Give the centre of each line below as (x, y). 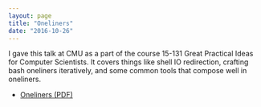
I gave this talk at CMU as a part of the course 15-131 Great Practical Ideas (131, 54)
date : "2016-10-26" (41, 31)
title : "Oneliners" (41, 23)
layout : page (30, 16)
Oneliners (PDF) (47, 95)
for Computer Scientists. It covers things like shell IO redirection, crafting (128, 62)
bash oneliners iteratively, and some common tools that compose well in (128, 71)
